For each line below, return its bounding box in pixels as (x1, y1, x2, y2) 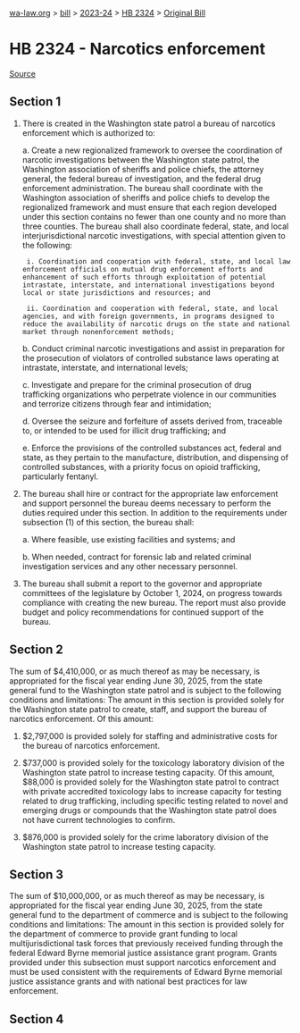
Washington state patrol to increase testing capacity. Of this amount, (21, 767, 275, 777)
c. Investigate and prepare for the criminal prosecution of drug (21, 379, 252, 390)
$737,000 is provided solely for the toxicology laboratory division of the (21, 757, 286, 768)
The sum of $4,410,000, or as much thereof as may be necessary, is (9, 666, 261, 676)
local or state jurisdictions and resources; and (21, 288, 212, 298)
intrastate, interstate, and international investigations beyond (21, 281, 275, 290)
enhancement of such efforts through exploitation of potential (21, 273, 267, 281)
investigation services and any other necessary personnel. (21, 560, 238, 571)
